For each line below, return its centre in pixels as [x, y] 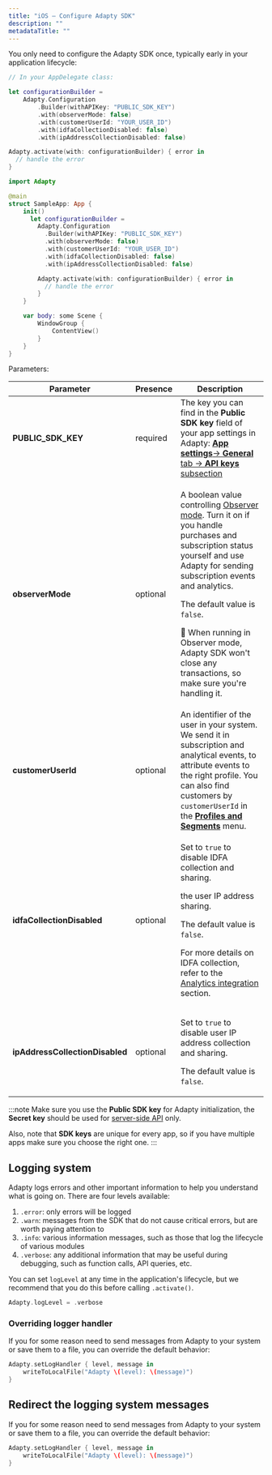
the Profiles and [212, 816]
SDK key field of [212, 423]
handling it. [202, 694]
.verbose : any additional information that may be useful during [124, 1255]
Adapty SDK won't [216, 653]
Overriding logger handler [61, 1323]
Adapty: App [205, 443]
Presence [154, 389]
